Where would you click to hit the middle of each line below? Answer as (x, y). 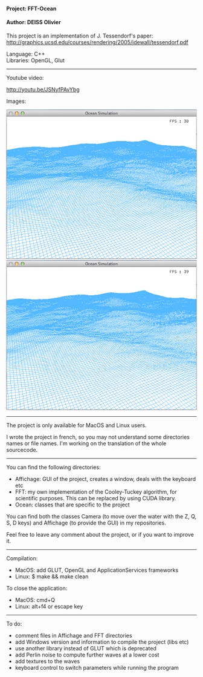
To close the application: (37, 588)
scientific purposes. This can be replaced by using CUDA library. (95, 499)
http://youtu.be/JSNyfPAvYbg (43, 89)
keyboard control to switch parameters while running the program (97, 668)
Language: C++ (26, 54)
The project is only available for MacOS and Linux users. (76, 425)
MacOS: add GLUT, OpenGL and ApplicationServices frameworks (97, 570)
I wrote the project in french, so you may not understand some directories (98, 437)
